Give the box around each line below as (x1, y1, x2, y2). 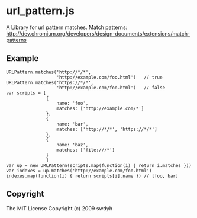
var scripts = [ (6, 90, 46, 96)
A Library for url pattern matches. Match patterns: (6, 24, 128, 31)
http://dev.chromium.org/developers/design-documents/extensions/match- (6, 30, 190, 37)
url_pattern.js (6, 4, 75, 18)
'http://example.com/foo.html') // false (56, 85, 166, 91)
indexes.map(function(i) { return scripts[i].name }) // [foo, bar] (6, 173, 179, 179)
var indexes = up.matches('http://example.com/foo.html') (6, 168, 152, 174)
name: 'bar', (56, 121, 89, 127)
